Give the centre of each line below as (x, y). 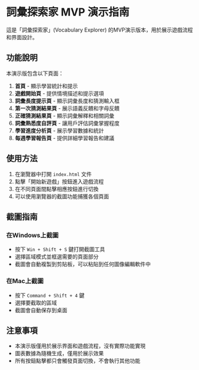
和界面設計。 (22, 37)
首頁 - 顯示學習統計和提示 (46, 86)
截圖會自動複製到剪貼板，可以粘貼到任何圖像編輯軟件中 (83, 264)
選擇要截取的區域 (36, 302)
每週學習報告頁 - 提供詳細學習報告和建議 (65, 138)
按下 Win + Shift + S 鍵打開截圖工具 (60, 249)
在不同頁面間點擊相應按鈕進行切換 (57, 189)
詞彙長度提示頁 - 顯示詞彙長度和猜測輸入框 (67, 101)
